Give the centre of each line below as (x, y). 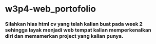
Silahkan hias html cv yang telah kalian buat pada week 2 (74, 24)
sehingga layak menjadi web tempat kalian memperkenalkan (78, 30)
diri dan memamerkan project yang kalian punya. (64, 36)
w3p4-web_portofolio (50, 9)
